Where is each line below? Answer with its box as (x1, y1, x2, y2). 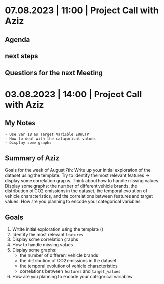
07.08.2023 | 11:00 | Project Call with (5, 5, 159, 16)
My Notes (5, 119, 36, 127)
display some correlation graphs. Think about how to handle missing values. (5, 178, 160, 184)
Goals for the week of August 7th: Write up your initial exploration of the (5, 167, 151, 173)
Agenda (5, 35, 30, 44)
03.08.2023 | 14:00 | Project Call (5, 89, 142, 100)
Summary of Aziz (5, 154, 60, 162)
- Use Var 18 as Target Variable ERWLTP (5, 132, 90, 137)
